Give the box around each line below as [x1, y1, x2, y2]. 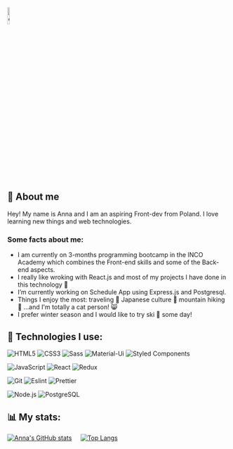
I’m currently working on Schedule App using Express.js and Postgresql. [17, 288, 227, 297]
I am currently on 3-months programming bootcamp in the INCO [17, 251, 204, 259]
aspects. [30, 266, 55, 274]
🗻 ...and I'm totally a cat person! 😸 [17, 303, 118, 311]
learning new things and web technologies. [7, 217, 132, 226]
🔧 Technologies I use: [7, 330, 103, 343]
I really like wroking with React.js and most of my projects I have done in [17, 273, 227, 282]
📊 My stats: [7, 411, 61, 424]
